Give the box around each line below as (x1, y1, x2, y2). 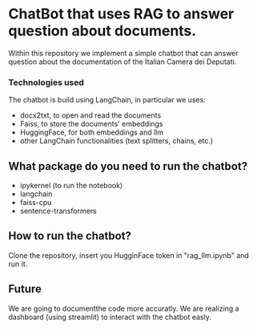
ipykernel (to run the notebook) (19, 181, 123, 191)
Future (8, 282, 42, 296)
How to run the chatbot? (8, 229, 132, 243)
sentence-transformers (19, 206, 98, 216)
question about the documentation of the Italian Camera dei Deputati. (8, 57, 237, 66)
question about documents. (8, 22, 197, 40)
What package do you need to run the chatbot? (8, 159, 248, 173)
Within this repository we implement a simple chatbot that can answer (8, 48, 239, 58)
